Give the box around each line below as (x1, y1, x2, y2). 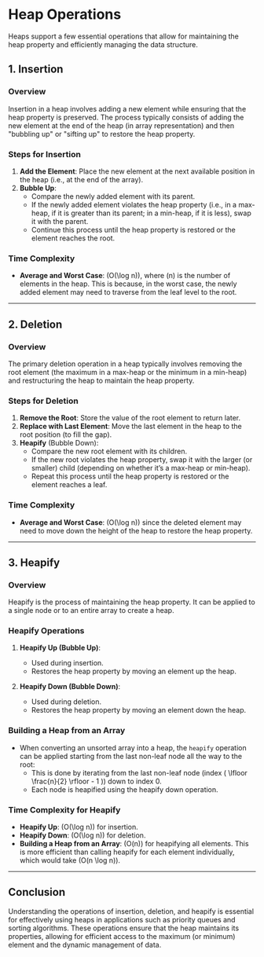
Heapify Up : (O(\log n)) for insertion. (19, 823, 139, 832)
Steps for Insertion (8, 148, 81, 159)
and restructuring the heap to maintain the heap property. (8, 376, 195, 385)
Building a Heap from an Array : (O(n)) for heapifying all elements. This (19, 839, 249, 849)
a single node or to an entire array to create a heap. (8, 606, 174, 615)
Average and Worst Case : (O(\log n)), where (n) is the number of (19, 271, 231, 280)
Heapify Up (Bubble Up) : (19, 643, 101, 653)
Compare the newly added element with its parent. (31, 191, 196, 201)
